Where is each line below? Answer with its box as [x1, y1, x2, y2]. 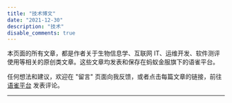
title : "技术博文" [7, 10, 57, 17]
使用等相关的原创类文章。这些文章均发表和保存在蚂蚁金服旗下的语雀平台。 [7, 58, 219, 66]
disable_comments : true [7, 29, 76, 37]
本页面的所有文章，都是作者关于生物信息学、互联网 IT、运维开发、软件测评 [7, 49, 220, 57]
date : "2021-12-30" [7, 17, 64, 24]
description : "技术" [7, 23, 64, 30]
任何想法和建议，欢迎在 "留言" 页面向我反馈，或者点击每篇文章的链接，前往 [7, 73, 222, 81]
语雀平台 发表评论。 [7, 81, 64, 90]
